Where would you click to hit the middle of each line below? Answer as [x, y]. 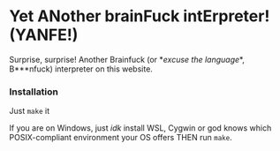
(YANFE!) [44, 35]
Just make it [30, 111]
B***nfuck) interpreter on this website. [81, 69]
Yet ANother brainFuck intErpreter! [140, 16]
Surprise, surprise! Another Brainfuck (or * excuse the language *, [127, 59]
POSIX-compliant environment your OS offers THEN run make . [121, 138]
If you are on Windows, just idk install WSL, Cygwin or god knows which [140, 128]
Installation [34, 92]
